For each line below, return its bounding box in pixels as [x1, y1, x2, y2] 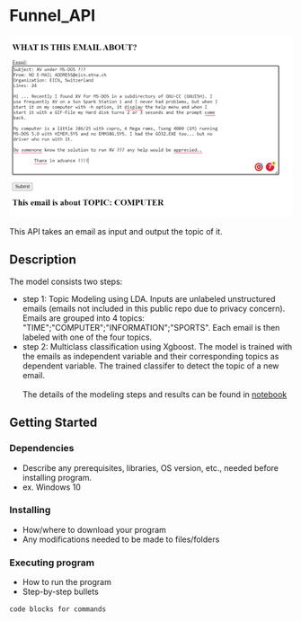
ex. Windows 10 [22, 482, 81, 492]
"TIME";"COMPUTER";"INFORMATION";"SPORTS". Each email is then [22, 322, 280, 333]
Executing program [9, 556, 95, 569]
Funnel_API [9, 5, 96, 26]
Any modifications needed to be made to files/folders [22, 534, 220, 545]
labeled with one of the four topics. [22, 332, 153, 342]
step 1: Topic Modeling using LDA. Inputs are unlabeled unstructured [22, 293, 276, 304]
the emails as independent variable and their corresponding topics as [22, 350, 279, 361]
